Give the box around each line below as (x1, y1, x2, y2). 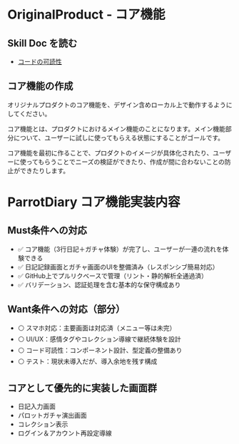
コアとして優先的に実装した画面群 (7, 382, 157, 394)
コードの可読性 (17, 58, 62, 66)
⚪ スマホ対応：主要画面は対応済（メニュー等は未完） (17, 324, 176, 332)
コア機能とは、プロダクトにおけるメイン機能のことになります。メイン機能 (7, 124, 226, 133)
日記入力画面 (17, 402, 56, 411)
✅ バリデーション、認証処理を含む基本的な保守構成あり (17, 280, 181, 289)
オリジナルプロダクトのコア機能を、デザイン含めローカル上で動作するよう (7, 100, 226, 109)
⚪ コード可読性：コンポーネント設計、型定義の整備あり (17, 346, 183, 354)
